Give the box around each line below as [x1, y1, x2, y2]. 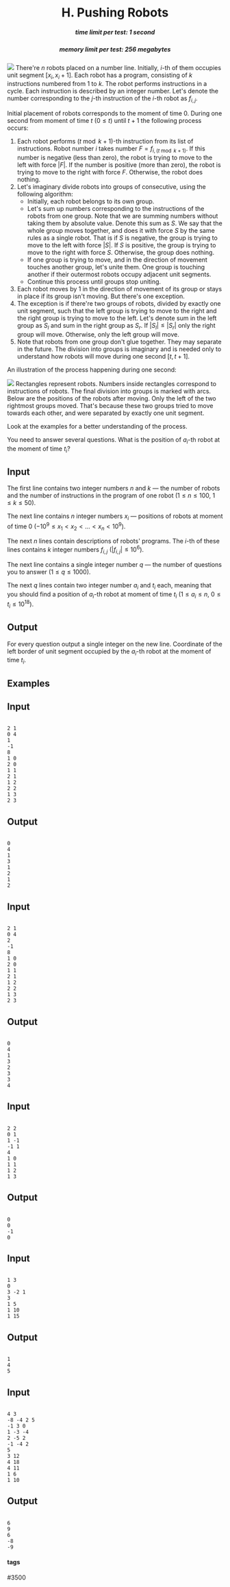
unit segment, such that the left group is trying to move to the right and [16, 306, 217, 315]
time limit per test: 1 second [75, 27, 155, 36]
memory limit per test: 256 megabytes [59, 45, 171, 54]
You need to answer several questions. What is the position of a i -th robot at [7, 435, 220, 445]
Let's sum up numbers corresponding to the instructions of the [27, 204, 205, 212]
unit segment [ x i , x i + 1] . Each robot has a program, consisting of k [7, 71, 193, 80]
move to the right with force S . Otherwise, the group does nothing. [27, 248, 214, 256]
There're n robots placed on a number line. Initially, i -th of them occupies [15, 63, 221, 71]
